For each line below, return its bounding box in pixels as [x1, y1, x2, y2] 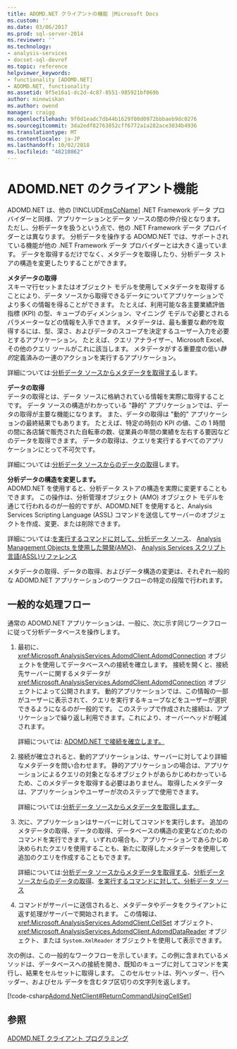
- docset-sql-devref [7, 57, 68, 64]
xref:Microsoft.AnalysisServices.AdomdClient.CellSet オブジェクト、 [17, 918, 217, 927]
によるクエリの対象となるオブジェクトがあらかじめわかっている [42, 770, 227, 778]
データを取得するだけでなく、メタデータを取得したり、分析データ [20, 250, 212, 258]
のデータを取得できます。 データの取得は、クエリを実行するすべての [7, 436, 206, 445]
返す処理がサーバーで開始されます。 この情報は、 [17, 909, 161, 918]
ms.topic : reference [7, 63, 68, 70]
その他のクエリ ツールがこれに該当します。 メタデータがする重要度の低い [7, 344, 221, 353]
